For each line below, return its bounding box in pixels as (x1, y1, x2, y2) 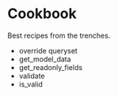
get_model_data (18, 54, 72, 64)
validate (18, 71, 45, 80)
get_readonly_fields (18, 62, 83, 72)
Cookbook (7, 5, 77, 23)
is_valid (18, 79, 43, 89)
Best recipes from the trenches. (7, 31, 111, 40)
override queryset (18, 46, 78, 55)
